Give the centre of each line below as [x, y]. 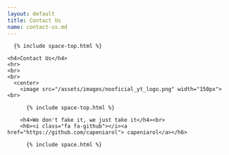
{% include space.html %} [64, 145]
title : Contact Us [34, 20]
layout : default [31, 14]
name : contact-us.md [38, 27]
